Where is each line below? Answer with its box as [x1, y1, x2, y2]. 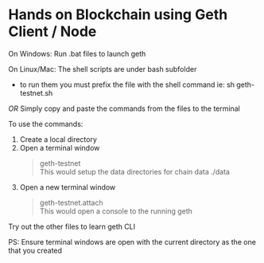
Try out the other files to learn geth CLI [8, 222, 136, 231]
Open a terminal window [19, 143, 100, 152]
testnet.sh [19, 88, 53, 97]
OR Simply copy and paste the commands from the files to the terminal [8, 104, 240, 113]
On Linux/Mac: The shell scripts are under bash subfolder [8, 64, 197, 73]
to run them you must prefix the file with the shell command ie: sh [19, 80, 235, 89]
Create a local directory [19, 134, 98, 144]
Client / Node [8, 22, 97, 41]
